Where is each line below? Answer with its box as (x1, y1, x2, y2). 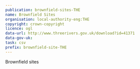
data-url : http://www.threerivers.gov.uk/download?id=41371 (5, 31, 135, 36)
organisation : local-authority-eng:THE (5, 17, 90, 22)
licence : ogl (5, 26, 33, 31)
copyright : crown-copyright (5, 21, 65, 27)
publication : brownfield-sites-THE (5, 7, 81, 13)
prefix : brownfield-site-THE (5, 45, 67, 50)
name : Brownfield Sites (5, 12, 56, 17)
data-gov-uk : (5, 36, 33, 41)
